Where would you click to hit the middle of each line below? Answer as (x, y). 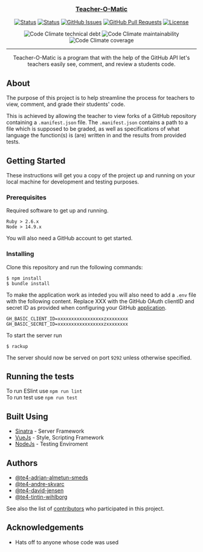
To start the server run (34, 335)
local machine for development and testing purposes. (73, 182)
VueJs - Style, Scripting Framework (59, 438)
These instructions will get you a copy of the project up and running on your (101, 175)
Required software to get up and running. (57, 211)
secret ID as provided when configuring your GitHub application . (86, 307)
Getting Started (36, 161)
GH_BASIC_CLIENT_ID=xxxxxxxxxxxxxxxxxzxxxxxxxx (67, 319)
